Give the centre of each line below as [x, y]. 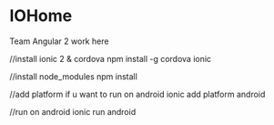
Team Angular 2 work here [59, 41]
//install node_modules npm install [74, 76]
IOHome [41, 16]
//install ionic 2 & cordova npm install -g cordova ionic [111, 58]
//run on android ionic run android [73, 111]
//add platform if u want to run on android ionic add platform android [137, 94]
